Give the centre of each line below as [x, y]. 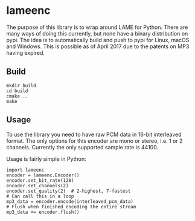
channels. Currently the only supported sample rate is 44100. [82, 147]
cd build [17, 91]
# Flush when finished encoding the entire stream [71, 207]
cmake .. [17, 96]
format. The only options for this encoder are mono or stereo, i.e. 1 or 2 [94, 141]
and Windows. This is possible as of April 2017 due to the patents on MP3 [98, 46]
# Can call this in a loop [40, 196]
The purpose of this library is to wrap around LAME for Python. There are [97, 27]
